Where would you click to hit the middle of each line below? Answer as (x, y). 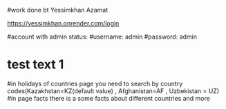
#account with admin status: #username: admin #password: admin (102, 37)
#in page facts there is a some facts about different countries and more (109, 98)
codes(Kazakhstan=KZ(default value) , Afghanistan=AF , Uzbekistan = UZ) (113, 91)
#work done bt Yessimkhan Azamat (58, 10)
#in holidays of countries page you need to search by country (95, 83)
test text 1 (36, 65)
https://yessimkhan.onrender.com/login (63, 23)
